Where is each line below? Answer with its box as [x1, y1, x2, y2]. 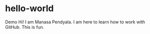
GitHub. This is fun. [5, 24, 44, 30]
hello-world [5, 3, 54, 14]
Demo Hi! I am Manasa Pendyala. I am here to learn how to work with [5, 19, 146, 25]
